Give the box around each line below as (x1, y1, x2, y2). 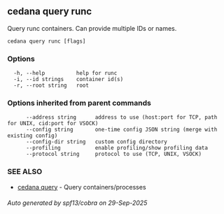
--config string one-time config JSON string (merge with (25, 126, 218, 134)
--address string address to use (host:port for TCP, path (25, 114, 218, 121)
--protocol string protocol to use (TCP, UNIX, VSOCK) (25, 150, 202, 158)
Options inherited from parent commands (7, 98, 152, 108)
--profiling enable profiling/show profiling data (25, 145, 209, 152)
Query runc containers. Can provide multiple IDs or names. (7, 24, 177, 32)
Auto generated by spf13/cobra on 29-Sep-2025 (7, 199, 148, 207)
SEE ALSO (7, 167, 43, 177)
